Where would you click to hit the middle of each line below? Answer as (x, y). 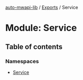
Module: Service (41, 28)
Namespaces (22, 61)
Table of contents (34, 47)
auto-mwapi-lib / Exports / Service (42, 7)
